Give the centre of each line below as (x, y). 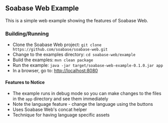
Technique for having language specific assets (61, 115)
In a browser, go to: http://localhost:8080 (55, 71)
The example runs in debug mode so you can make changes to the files (87, 94)
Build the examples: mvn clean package (53, 60)
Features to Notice (25, 82)
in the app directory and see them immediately (60, 99)
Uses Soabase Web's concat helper (50, 110)
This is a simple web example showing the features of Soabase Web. (77, 20)
